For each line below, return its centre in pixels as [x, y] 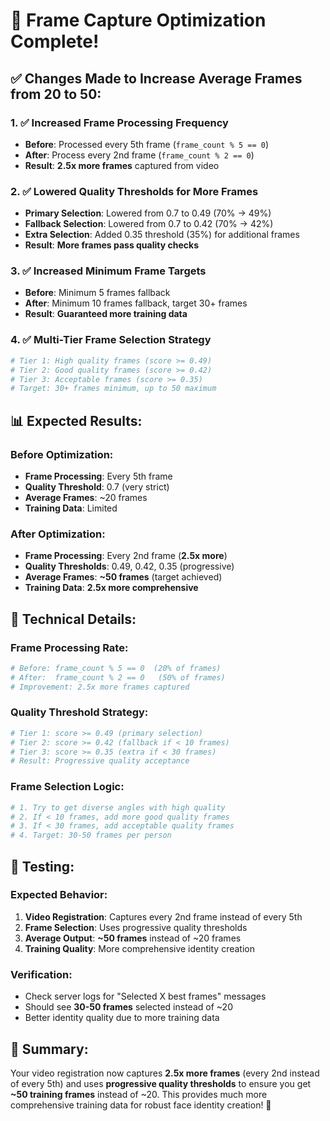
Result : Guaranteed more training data [106, 314]
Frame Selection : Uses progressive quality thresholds [136, 927]
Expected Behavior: [59, 895]
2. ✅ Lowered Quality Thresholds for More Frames [134, 191]
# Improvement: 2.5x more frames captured [100, 687]
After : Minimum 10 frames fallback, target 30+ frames [136, 303]
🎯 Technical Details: [73, 619]
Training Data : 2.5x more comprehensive [111, 588]
